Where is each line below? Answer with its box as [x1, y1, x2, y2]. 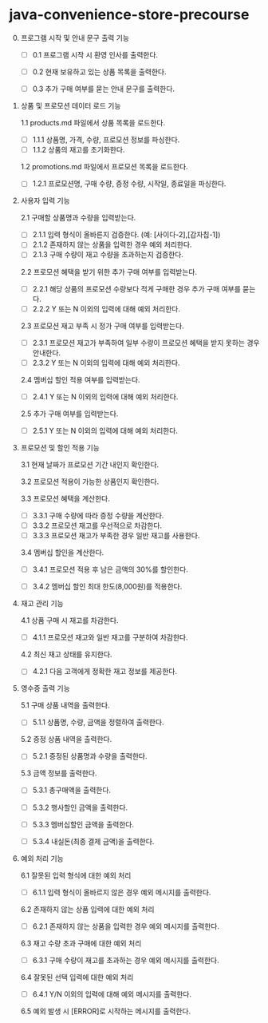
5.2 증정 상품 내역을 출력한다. [20, 735, 112, 744]
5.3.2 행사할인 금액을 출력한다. [32, 803, 128, 812]
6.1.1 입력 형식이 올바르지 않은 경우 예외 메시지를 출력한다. [32, 887, 211, 897]
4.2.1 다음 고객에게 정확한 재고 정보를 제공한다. [32, 667, 178, 676]
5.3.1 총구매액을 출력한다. [32, 785, 111, 795]
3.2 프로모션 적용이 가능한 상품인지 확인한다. [20, 477, 160, 486]
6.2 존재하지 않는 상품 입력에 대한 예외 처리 [20, 904, 155, 914]
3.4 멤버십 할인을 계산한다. [20, 548, 104, 557]
